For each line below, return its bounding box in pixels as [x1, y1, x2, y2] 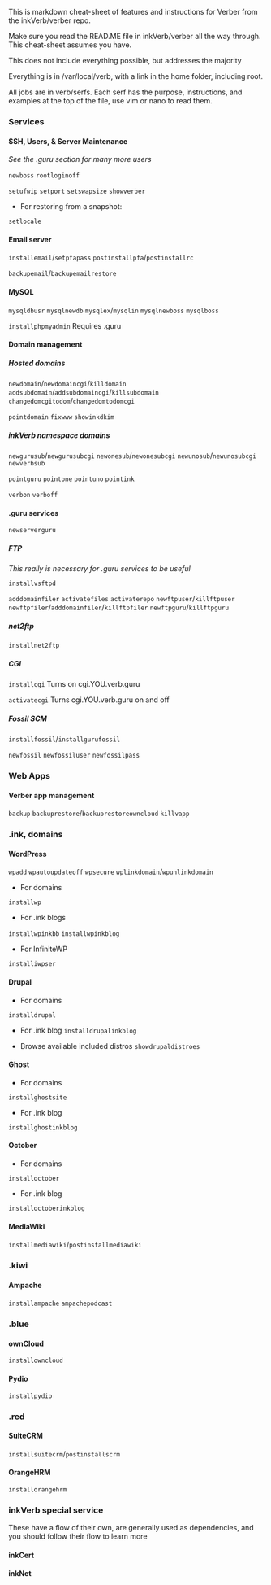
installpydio [8, 1391, 53, 1400]
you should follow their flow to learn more [8, 1531, 148, 1541]
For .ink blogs [19, 913, 67, 923]
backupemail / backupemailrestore [8, 269, 117, 278]
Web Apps [8, 771, 51, 782]
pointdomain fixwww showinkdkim [8, 413, 115, 421]
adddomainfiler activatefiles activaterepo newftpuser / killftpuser [8, 594, 235, 604]
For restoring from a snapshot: [19, 202, 123, 212]
